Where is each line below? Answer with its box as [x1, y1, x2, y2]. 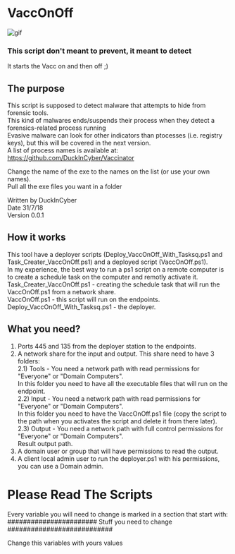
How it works [7, 231, 66, 243]
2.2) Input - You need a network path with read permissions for [17, 394, 201, 403]
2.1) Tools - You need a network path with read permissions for [17, 364, 200, 373]
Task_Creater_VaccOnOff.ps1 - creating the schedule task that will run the [7, 280, 220, 289]
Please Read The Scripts [7, 486, 153, 502]
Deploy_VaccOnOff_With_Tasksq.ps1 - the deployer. [7, 302, 156, 311]
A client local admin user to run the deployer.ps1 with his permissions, [17, 454, 220, 463]
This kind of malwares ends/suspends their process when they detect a [7, 116, 215, 125]
